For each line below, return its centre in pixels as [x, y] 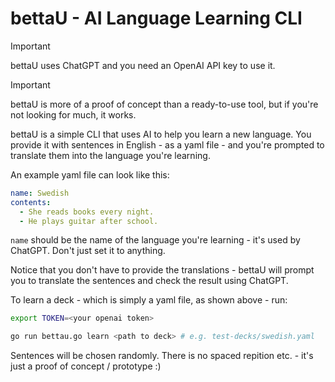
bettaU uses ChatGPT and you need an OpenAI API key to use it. [143, 65]
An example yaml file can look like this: [90, 174]
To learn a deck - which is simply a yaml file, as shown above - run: [149, 300]
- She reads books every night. [87, 212]
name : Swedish [40, 193]
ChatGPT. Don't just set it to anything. [88, 251]
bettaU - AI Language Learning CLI [156, 18]
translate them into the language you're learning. [110, 155]
